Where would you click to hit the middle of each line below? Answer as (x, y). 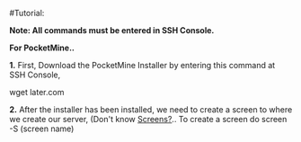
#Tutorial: (27, 13)
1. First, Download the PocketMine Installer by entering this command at (142, 65)
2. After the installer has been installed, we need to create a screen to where (151, 110)
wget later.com (37, 92)
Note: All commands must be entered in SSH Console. (112, 30)
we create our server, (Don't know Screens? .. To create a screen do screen (148, 119)
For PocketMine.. (42, 48)
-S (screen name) (42, 129)
